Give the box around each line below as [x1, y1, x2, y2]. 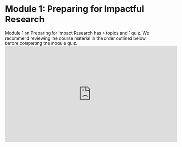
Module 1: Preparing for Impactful [5, 3, 145, 15]
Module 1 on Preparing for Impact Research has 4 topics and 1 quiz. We [5, 30, 150, 36]
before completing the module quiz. [5, 40, 78, 46]
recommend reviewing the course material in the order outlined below [5, 35, 146, 41]
